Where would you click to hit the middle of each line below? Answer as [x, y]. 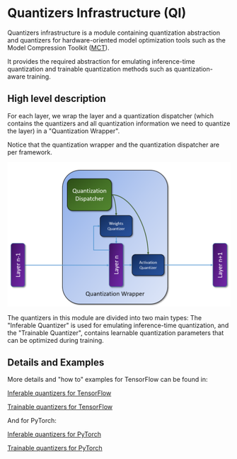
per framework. [30, 152]
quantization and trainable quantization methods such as [90, 69]
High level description [57, 99]
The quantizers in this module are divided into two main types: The [105, 317]
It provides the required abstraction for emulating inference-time [101, 61]
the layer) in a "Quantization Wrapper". [64, 131]
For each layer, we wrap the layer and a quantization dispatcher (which [111, 115]
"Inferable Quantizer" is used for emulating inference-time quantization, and [118, 325]
